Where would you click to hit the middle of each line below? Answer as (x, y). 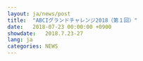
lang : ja (20, 40)
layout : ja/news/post (39, 14)
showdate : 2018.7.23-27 (45, 33)
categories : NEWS (33, 46)
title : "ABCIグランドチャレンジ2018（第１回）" (73, 20)
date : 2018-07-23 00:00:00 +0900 (60, 27)
